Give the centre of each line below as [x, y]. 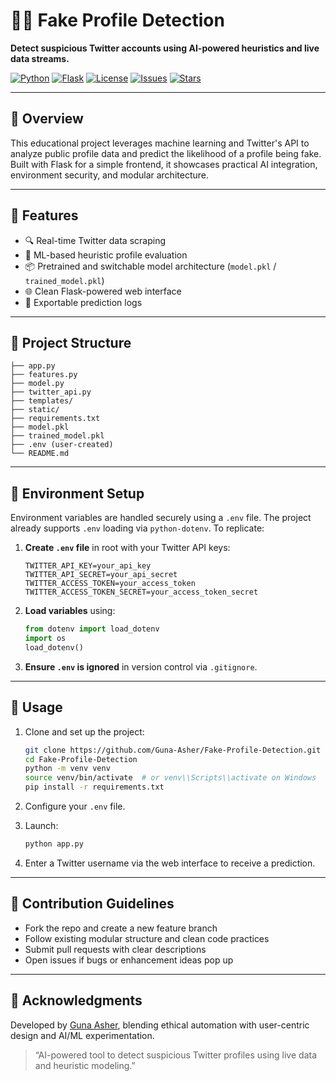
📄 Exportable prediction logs [83, 302]
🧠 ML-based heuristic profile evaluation [106, 255]
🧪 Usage [36, 707]
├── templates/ [42, 401]
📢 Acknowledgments [76, 1000]
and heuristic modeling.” [85, 1065]
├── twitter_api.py [51, 392]
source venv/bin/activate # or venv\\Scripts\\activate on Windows [170, 778]
